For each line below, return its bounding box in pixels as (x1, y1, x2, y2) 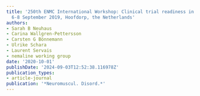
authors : (6, 20, 28, 26)
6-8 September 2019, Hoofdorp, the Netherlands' (11, 14, 135, 20)
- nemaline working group (6, 53, 71, 59)
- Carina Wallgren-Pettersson (6, 31, 82, 37)
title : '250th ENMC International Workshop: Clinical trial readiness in (6, 8, 195, 15)
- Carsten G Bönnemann (6, 36, 63, 42)
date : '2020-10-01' (6, 58, 55, 64)
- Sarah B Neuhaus (6, 25, 52, 32)
